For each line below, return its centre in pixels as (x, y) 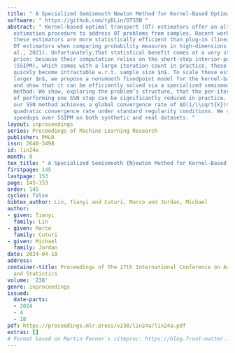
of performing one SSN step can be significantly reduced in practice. (120, 99)
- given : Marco (29, 228)
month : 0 (20, 157)
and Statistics (36, 273)
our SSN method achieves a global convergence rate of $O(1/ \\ (107, 105)
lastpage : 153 (28, 176)
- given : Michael (33, 241)
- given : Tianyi (31, 215)
